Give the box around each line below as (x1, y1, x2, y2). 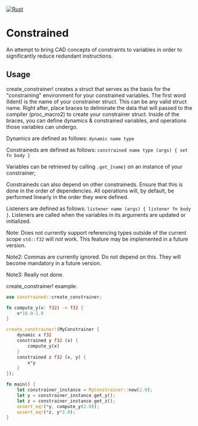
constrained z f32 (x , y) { (17, 354, 86, 360)
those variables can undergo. (6, 123, 78, 130)
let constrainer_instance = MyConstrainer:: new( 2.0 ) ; (17, 387, 153, 393)
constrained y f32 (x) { (17, 337, 78, 343)
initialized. (6, 217, 31, 225)
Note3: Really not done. (6, 271, 64, 278)
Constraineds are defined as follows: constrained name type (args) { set (6, 146, 188, 153)
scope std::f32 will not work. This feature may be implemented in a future (6, 235, 188, 242)
